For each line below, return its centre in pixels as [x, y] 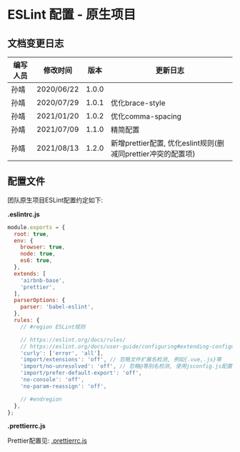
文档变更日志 [36, 43]
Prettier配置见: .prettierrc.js [47, 441]
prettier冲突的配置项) [160, 154]
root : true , [32, 234]
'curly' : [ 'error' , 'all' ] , [62, 353]
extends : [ [30, 273]
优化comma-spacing [146, 116]
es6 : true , [36, 261]
